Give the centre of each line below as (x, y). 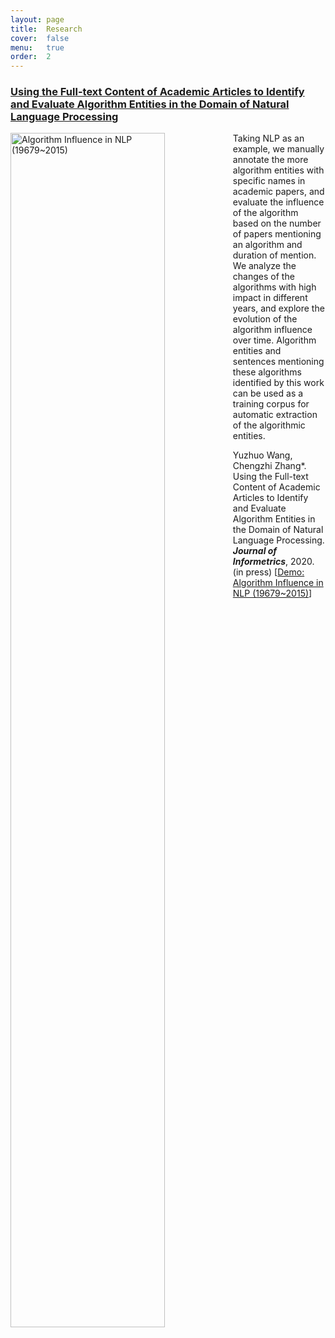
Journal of (255, 551)
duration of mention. (274, 255)
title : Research (46, 29)
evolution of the (265, 319)
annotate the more (270, 160)
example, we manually (278, 149)
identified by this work (278, 383)
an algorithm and (267, 245)
